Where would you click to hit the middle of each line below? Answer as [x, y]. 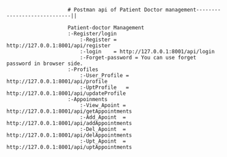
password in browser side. [45, 63]
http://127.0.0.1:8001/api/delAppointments [69, 135]
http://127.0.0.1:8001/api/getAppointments [69, 111]
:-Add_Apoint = [103, 117]
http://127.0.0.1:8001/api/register [58, 46]
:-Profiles [83, 70]
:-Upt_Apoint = [103, 141]
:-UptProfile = [104, 87]
